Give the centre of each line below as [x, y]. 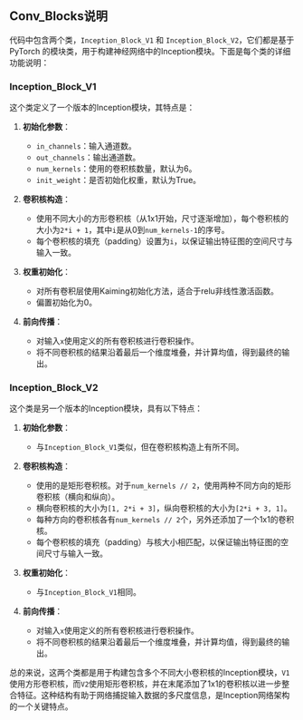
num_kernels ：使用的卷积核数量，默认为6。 [116, 169]
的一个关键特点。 [41, 706]
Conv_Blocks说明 [59, 16]
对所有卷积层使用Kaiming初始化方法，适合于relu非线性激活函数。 [157, 291]
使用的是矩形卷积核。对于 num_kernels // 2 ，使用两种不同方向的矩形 [164, 486]
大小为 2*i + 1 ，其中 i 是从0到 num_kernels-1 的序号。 [133, 230]
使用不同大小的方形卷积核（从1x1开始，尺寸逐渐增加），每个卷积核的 [162, 219]
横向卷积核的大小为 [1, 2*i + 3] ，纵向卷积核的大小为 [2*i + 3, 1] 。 [164, 508]
